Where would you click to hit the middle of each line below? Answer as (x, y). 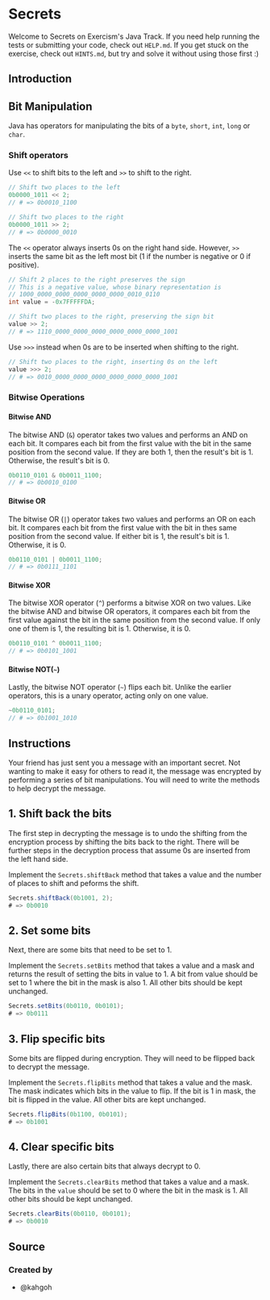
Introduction (40, 79)
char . (17, 135)
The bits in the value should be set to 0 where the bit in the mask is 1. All (128, 1190)
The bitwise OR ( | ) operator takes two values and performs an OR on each (132, 519)
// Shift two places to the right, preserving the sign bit (112, 317)
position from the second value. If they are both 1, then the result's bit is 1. (131, 452)
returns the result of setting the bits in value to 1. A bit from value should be (133, 974)
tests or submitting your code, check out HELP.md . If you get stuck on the (129, 44)
